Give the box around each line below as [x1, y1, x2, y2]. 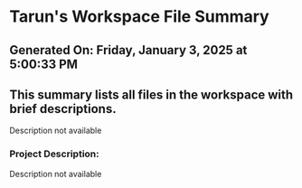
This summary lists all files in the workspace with [9, 87, 294, 102]
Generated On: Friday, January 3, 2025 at [9, 42, 248, 58]
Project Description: [9, 147, 99, 160]
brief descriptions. [9, 101, 117, 117]
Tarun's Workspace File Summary [9, 6, 269, 27]
